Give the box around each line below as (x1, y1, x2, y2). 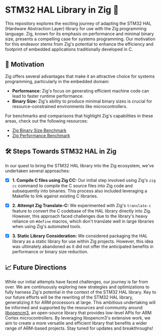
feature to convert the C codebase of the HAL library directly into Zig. (12, 208, 152, 213)
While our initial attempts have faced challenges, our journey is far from (5, 279, 148, 284)
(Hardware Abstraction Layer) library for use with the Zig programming (5, 25, 147, 31)
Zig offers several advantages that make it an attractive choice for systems (5, 73, 155, 79)
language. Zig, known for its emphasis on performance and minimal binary (5, 31, 154, 36)
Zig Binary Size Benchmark (12, 127, 67, 133)
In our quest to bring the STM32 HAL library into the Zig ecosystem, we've (5, 162, 154, 168)
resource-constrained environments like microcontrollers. (12, 103, 128, 109)
